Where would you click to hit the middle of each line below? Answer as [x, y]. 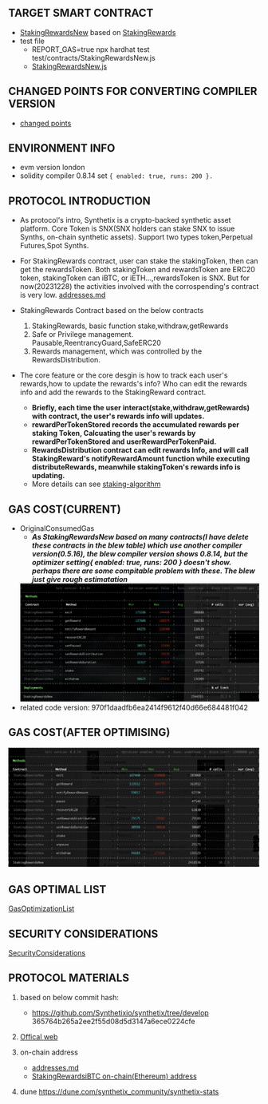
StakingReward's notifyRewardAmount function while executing [141, 459]
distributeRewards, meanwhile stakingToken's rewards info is [136, 467]
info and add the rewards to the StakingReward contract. [113, 392]
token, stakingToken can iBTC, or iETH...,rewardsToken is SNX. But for [134, 278]
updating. [48, 476]
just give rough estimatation [80, 580]
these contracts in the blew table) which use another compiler [137, 545]
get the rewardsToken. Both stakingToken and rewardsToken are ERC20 [137, 270]
